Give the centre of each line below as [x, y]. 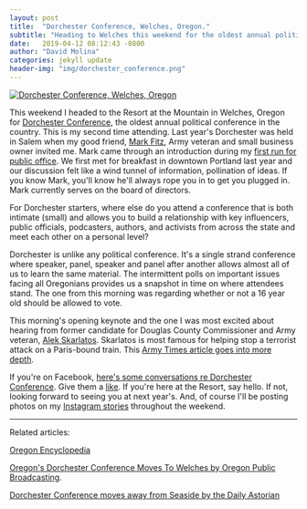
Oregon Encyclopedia [50, 450]
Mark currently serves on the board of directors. [101, 190]
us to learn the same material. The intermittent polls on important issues [145, 274]
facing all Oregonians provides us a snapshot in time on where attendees [147, 283]
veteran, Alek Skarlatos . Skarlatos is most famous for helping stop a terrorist [153, 339]
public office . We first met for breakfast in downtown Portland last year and [151, 161]
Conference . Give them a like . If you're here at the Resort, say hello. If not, [149, 386]
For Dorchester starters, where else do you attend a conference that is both [152, 207]
